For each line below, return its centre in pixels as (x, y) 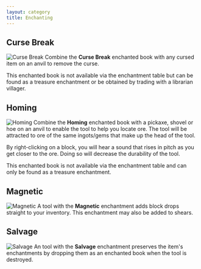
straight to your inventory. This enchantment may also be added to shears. (100, 212)
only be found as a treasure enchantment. (59, 172)
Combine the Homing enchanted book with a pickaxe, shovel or (113, 122)
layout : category (28, 12)
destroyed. (20, 259)
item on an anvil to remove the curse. (53, 64)
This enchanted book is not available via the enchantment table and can (97, 166)
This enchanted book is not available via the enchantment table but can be (100, 76)
